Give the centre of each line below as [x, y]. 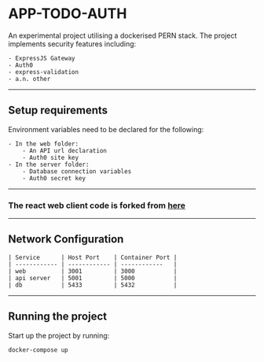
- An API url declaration [65, 150]
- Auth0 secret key [54, 178]
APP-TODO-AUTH [68, 14]
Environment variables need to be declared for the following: [106, 129]
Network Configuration [66, 240]
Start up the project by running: [59, 335]
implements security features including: [72, 43]
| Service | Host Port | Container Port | [93, 257]
